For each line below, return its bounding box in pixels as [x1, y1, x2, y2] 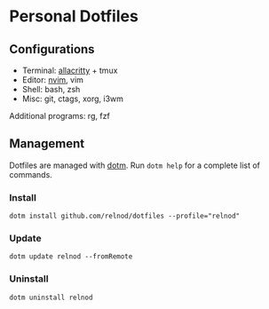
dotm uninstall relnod [9, 293, 93, 302]
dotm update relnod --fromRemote [9, 252, 133, 261]
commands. [9, 169, 53, 179]
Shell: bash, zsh [21, 84, 81, 94]
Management [9, 136, 85, 152]
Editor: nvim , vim [21, 75, 84, 85]
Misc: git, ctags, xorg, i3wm [21, 93, 124, 104]
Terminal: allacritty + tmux [21, 65, 118, 75]
